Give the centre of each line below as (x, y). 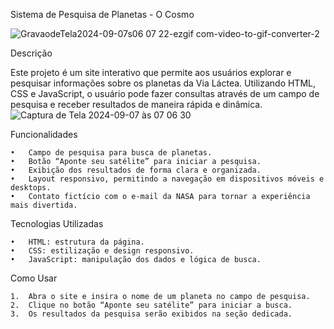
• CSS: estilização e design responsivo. (102, 251)
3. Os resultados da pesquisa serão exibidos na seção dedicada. (151, 314)
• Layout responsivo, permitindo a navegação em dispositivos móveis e (167, 179)
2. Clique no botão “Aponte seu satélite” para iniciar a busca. (151, 305)
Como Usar (34, 278)
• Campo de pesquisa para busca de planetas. (111, 153)
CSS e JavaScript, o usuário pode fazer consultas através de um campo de (165, 93)
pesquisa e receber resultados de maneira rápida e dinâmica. (136, 104)
